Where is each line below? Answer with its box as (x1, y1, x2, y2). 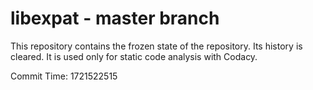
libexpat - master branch (10, 7, 220, 30)
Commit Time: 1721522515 (10, 70, 118, 82)
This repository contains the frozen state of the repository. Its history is (10, 40, 303, 52)
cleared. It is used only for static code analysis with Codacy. (10, 50, 258, 62)
